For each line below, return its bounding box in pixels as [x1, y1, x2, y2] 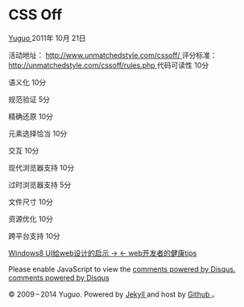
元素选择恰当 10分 [8, 129, 68, 138]
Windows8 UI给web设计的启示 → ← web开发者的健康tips [8, 248, 197, 258]
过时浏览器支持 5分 [8, 179, 72, 190]
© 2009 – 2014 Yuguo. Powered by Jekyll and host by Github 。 [8, 289, 219, 299]
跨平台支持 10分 [8, 231, 60, 240]
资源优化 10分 [8, 214, 54, 223]
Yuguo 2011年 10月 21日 [8, 33, 86, 43]
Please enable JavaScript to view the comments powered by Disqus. [8, 264, 236, 274]
